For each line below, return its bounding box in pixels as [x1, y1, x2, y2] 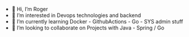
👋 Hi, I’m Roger [11, 6, 48, 12]
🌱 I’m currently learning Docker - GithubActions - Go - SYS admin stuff [11, 18, 184, 25]
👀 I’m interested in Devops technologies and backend [11, 12, 141, 19]
